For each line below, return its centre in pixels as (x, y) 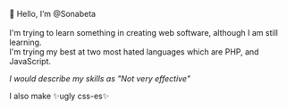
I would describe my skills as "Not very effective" (100, 79)
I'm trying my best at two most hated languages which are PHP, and (134, 52)
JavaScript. (30, 61)
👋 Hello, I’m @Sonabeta (53, 14)
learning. (25, 42)
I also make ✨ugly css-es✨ (59, 96)
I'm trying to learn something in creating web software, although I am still (144, 33)
